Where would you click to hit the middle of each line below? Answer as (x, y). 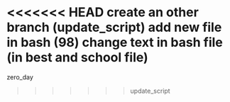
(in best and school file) (77, 58)
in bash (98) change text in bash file (115, 42)
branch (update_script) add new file (114, 27)
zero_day (20, 77)
